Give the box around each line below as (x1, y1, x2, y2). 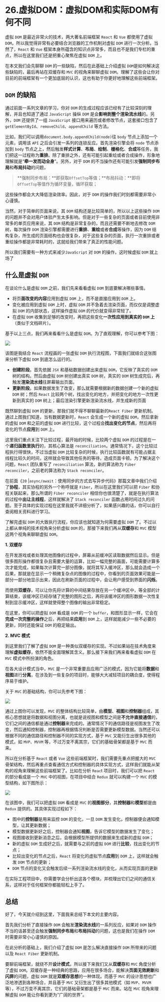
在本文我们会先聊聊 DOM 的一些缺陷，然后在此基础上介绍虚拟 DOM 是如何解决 (5, 62, 156, 69)
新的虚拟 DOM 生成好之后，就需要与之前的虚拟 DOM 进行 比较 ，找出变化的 (12, 840, 156, 846)
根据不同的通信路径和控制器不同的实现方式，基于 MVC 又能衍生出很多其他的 (5, 732, 156, 738)
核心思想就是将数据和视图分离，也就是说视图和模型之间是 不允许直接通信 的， (5, 714, 160, 720)
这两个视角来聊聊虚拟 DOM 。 (5, 531, 60, 537)
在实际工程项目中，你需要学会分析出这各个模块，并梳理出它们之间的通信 (5, 875, 151, 882)
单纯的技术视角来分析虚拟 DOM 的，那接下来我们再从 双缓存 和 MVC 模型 (18, 525, 157, 531)
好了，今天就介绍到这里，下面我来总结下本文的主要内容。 (5, 912, 121, 918)
